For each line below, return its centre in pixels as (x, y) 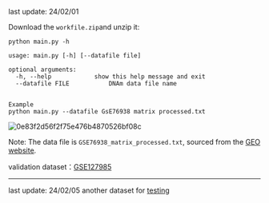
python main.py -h (39, 42)
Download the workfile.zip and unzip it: (74, 27)
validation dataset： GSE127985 (60, 167)
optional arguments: (43, 70)
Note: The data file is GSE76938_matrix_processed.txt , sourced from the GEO (134, 142)
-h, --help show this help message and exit (110, 77)
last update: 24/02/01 (44, 12)
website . (22, 150)
